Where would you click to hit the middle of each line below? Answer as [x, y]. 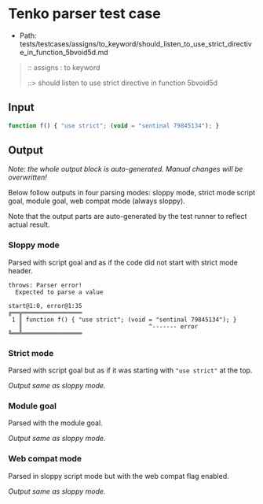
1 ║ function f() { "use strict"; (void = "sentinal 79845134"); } [124, 320]
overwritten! [27, 177]
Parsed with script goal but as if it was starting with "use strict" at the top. [130, 370]
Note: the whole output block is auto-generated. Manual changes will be [126, 169]
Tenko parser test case [84, 14]
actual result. [29, 224]
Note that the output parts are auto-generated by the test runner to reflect [128, 217]
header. [20, 271]
